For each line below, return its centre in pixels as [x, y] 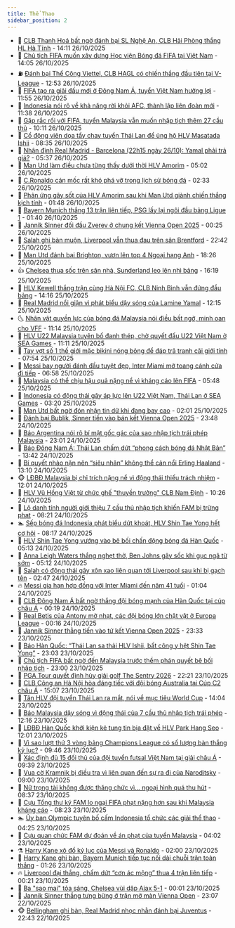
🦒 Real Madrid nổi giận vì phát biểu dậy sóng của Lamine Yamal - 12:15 [119, 302]
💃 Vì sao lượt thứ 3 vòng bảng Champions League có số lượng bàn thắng [122, 742]
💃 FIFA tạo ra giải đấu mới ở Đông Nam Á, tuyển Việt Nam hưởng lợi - [116, 90]
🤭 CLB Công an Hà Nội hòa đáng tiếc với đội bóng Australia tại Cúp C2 [119, 683]
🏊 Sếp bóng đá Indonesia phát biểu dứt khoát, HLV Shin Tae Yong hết [119, 523]
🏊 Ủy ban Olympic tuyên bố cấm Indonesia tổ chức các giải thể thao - [119, 818]
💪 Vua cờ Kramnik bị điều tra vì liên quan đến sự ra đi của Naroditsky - [119, 772]
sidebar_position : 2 [38, 20]
